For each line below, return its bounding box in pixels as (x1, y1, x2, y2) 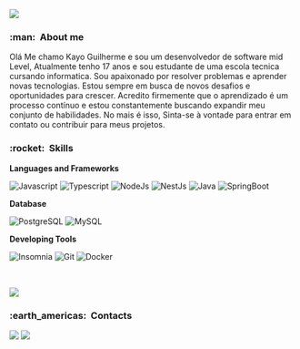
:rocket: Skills (9, 142, 75, 155)
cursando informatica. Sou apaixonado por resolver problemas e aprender (9, 71, 287, 82)
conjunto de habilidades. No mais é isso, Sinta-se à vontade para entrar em (9, 109, 292, 120)
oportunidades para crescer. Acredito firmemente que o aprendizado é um (9, 90, 289, 101)
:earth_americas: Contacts (9, 309, 133, 322)
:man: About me (9, 30, 85, 43)
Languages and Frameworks (9, 162, 120, 173)
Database (9, 198, 47, 209)
